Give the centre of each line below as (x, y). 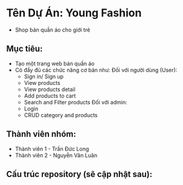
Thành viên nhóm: (41, 134)
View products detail (50, 89)
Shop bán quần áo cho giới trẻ (53, 30)
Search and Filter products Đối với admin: (75, 102)
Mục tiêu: (24, 49)
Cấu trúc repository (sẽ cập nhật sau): (79, 174)
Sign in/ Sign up (44, 76)
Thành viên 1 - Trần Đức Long (52, 149)
